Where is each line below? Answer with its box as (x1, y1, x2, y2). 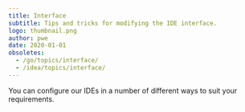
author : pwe (8, 34, 48, 42)
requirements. (8, 94, 55, 104)
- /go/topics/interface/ (15, 57, 99, 65)
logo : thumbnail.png (8, 26, 78, 34)
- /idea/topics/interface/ (15, 64, 106, 72)
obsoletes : (8, 49, 45, 57)
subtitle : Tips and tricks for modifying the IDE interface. (8, 19, 218, 27)
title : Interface (8, 11, 67, 20)
